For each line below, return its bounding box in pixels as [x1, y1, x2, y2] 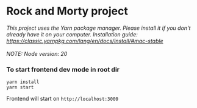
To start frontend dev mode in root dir [6, 65, 120, 73]
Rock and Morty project [6, 4, 128, 18]
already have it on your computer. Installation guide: [6, 30, 138, 38]
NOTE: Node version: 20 [6, 50, 68, 57]
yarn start [6, 84, 34, 90]
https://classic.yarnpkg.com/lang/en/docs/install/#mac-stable [6, 37, 163, 44]
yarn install [6, 79, 40, 86]
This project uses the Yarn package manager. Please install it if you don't [6, 24, 191, 32]
